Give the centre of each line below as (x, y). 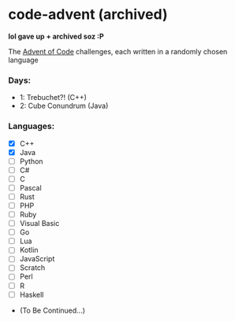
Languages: (32, 126)
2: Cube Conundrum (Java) (64, 106)
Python (31, 161)
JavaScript (37, 259)
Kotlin (29, 250)
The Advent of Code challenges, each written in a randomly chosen (118, 51)
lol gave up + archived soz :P (56, 36)
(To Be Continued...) (52, 310)
